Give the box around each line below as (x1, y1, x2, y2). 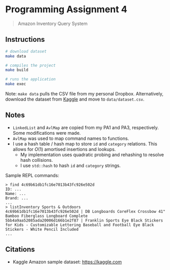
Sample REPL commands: (5, 172, 60, 178)
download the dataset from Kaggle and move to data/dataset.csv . (5, 96, 144, 102)
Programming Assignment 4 (5, 4, 128, 15)
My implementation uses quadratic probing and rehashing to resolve (20, 152, 164, 158)
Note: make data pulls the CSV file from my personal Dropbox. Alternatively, (5, 91, 163, 96)
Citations (5, 245, 35, 254)
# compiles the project (5, 63, 56, 68)
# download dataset (5, 48, 47, 54)
